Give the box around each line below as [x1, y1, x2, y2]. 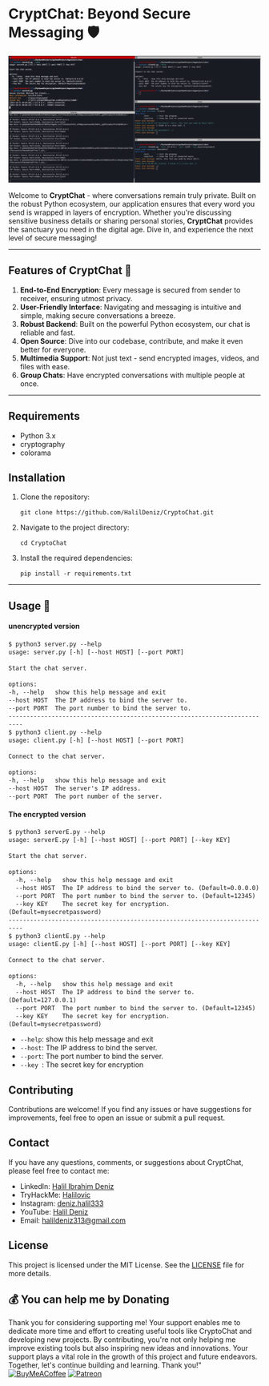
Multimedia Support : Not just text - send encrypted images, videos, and [19, 353, 259, 363]
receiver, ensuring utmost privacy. [19, 293, 133, 303]
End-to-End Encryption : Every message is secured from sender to [19, 285, 241, 295]
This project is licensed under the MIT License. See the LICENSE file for [8, 1259, 245, 1270]
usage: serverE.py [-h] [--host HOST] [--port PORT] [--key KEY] [8, 836, 231, 844]
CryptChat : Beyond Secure [8, 5, 191, 23]
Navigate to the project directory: [19, 522, 130, 533]
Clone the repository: [19, 492, 90, 502]
